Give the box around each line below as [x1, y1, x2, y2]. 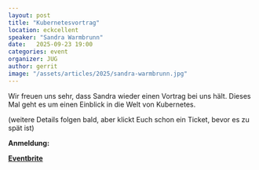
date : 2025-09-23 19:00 [8, 41, 93, 49]
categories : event [8, 48, 68, 56]
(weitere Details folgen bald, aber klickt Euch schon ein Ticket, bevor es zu [8, 114, 250, 124]
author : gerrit [8, 63, 58, 71]
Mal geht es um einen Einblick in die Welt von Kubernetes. [8, 99, 196, 109]
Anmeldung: [8, 138, 49, 147]
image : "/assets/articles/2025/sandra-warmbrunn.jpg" [8, 70, 188, 78]
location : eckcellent [8, 26, 79, 34]
